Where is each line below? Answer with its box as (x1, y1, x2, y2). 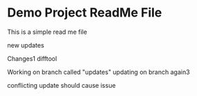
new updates (7, 41, 44, 49)
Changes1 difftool (7, 54, 58, 63)
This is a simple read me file (7, 28, 87, 36)
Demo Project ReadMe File (7, 5, 162, 21)
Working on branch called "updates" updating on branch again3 (7, 68, 190, 76)
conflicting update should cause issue (7, 81, 116, 89)
